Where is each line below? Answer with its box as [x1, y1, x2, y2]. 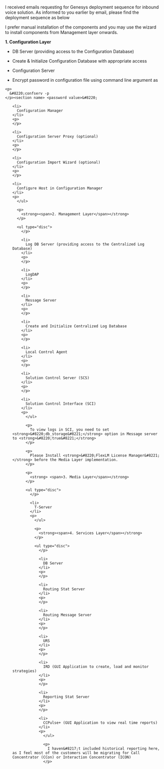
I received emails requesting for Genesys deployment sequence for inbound [5, 4, 159, 10]
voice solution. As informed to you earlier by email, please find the [5, 9, 139, 15]
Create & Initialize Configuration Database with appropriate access [12, 58, 147, 64]
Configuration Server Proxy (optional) [17, 134, 98, 139]
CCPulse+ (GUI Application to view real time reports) [43, 720, 158, 725]
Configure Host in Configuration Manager [17, 186, 103, 191]
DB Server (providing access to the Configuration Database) [12, 49, 134, 54]
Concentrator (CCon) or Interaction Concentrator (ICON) [12, 755, 132, 760]
